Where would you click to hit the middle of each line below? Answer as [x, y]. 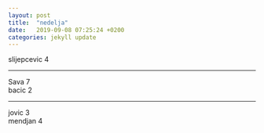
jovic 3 [19, 113]
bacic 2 [20, 90]
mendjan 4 [26, 121]
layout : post [29, 15]
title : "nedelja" [38, 23]
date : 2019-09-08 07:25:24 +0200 [66, 30]
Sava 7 [19, 82]
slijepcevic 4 [29, 59]
